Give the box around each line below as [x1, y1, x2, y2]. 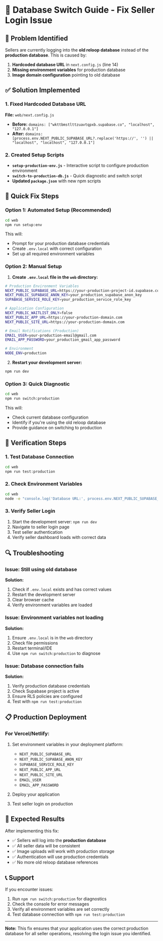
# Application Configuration [5, 306, 64, 311]
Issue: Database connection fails [5, 662, 84, 669]
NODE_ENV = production [5, 351, 47, 356]
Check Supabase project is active [12, 688, 80, 694]
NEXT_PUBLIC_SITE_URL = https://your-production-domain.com [5, 319, 125, 325]
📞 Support [5, 873, 34, 882]
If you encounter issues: [5, 886, 53, 892]
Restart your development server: [12, 360, 82, 365]
